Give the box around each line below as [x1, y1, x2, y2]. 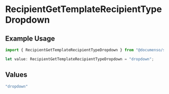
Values [5, 70, 28, 79]
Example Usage [5, 34, 55, 43]
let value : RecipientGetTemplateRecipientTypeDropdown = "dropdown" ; [5, 56, 154, 61]
